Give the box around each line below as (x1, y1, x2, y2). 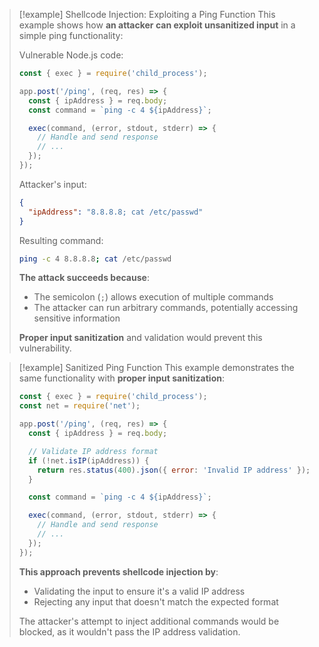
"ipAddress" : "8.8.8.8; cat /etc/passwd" (28, 207, 204, 217)
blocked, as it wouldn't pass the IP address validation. (18, 625, 241, 638)
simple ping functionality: (18, 30, 124, 41)
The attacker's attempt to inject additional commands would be (18, 615, 280, 627)
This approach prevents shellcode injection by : (18, 565, 219, 578)
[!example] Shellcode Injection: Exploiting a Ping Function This (18, 9, 276, 20)
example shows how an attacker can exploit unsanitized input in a (18, 19, 296, 31)
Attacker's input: (18, 178, 87, 190)
